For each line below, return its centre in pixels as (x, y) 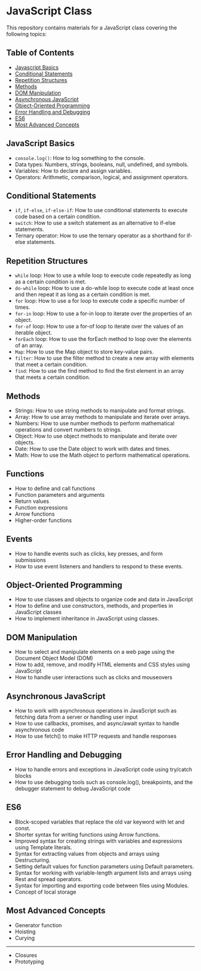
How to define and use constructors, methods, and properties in (94, 606)
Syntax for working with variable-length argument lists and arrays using (103, 873)
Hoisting (25, 931)
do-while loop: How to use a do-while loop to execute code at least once (104, 288)
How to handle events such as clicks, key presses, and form (89, 553)
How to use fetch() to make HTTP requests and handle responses (96, 736)
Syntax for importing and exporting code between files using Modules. (102, 885)
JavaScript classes (38, 612)
